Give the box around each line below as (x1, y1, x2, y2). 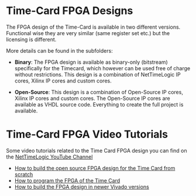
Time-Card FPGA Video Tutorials (6, 128, 169, 141)
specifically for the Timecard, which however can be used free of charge (14, 64, 191, 71)
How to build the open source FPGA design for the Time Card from (14, 164, 176, 171)
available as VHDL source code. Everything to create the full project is (14, 101, 184, 108)
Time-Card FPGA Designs (6, 4, 133, 18)
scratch (14, 171, 33, 178)
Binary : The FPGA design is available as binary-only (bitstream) (14, 59, 168, 66)
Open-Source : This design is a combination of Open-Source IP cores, (14, 88, 183, 95)
